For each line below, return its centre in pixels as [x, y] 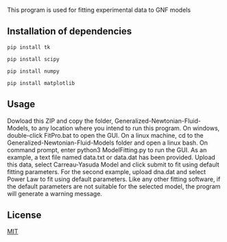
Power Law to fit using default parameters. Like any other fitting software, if [114, 179]
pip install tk [29, 47]
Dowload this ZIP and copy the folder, [60, 121]
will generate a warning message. [55, 193]
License [24, 215]
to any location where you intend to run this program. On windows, [126, 128]
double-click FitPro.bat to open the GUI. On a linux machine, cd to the [105, 135]
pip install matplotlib [41, 83]
